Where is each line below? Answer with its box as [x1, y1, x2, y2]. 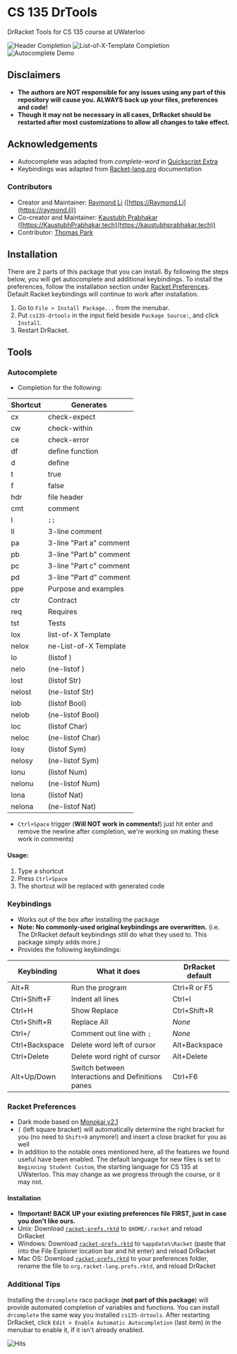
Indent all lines [71, 994, 119, 1004]
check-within [48, 424, 93, 434]
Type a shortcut [17, 867, 64, 875]
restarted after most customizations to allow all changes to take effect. [17, 118, 230, 126]
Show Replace [71, 1006, 119, 1015]
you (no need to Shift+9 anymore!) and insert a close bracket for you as [17, 1133, 227, 1141]
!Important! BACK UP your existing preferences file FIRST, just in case [17, 1209, 227, 1218]
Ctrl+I [172, 994, 192, 1004]
